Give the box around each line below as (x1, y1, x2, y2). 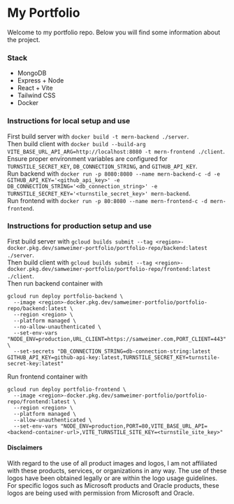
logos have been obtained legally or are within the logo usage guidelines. (7, 474, 218, 482)
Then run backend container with (7, 279, 103, 288)
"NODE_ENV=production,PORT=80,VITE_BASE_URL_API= (60, 422, 208, 430)
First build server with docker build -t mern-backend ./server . (7, 132, 189, 141)
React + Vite (17, 84, 54, 92)
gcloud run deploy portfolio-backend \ (7, 293, 124, 300)
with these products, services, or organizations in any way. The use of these (7, 467, 227, 475)
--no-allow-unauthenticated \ (13, 323, 101, 330)
